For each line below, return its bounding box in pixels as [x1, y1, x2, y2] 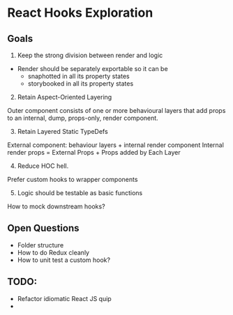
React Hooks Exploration [7, 5, 153, 21]
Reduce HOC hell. [17, 162, 69, 170]
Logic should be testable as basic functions [17, 189, 143, 197]
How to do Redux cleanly [17, 248, 89, 256]
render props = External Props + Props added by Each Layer [7, 148, 181, 156]
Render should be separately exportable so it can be [17, 65, 169, 72]
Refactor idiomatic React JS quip [17, 294, 112, 302]
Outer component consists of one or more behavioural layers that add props [7, 107, 226, 114]
